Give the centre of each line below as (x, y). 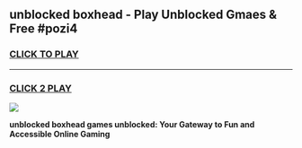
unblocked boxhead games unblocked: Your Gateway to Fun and (132, 124)
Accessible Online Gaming (60, 134)
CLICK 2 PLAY (40, 88)
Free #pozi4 (44, 29)
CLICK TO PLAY (44, 55)
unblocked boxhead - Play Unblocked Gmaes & (143, 15)
